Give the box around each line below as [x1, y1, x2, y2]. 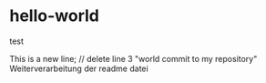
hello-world [9, 5, 100, 26]
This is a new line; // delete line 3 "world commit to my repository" [9, 53, 258, 64]
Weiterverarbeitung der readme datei [9, 63, 148, 74]
